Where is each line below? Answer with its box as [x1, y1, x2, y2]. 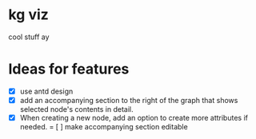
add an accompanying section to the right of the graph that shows [19, 95, 238, 105]
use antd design [19, 86, 74, 96]
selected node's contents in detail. [19, 105, 134, 113]
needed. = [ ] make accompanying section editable [19, 122, 188, 132]
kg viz [8, 6, 50, 24]
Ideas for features [8, 60, 130, 78]
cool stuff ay [8, 32, 50, 42]
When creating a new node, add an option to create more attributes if [19, 113, 248, 122]
